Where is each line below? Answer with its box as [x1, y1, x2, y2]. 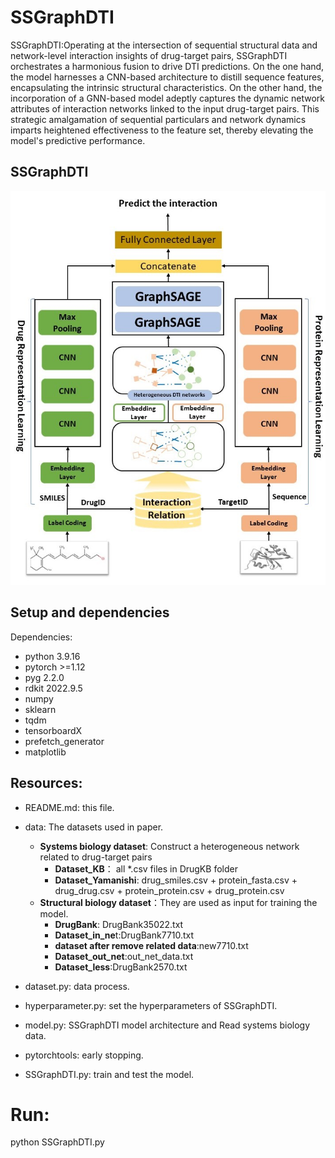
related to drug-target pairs [39, 851, 153, 863]
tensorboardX [24, 724, 83, 736]
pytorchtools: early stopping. [24, 1049, 144, 1061]
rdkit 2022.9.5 [24, 682, 83, 694]
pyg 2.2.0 [24, 671, 65, 683]
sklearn [24, 703, 57, 715]
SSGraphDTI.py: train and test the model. [24, 1068, 195, 1080]
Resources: [10, 775, 83, 792]
